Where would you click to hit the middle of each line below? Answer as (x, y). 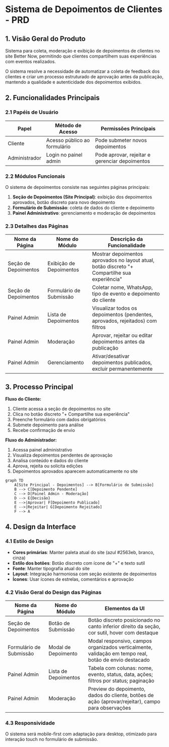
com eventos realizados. (31, 61)
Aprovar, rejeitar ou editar (122, 335)
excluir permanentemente (122, 369)
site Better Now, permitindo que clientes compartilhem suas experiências (81, 56)
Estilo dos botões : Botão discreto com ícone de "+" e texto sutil (78, 563)
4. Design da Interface (41, 527)
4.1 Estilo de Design (29, 541)
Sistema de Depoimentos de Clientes (84, 9)
